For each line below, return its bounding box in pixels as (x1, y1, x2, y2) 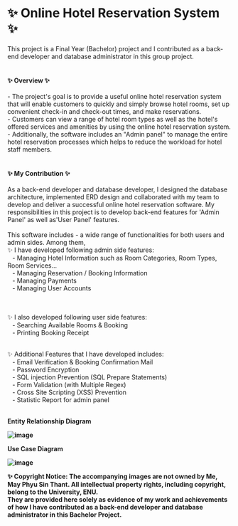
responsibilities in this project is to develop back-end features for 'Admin (7, 208, 220, 216)
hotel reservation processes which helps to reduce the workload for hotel (7, 137, 222, 147)
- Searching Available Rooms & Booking (11, 321, 129, 330)
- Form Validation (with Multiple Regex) (11, 381, 126, 389)
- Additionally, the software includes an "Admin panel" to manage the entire (7, 130, 228, 139)
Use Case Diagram (7, 445, 64, 453)
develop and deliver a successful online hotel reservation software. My (7, 201, 215, 209)
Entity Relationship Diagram (7, 417, 92, 426)
